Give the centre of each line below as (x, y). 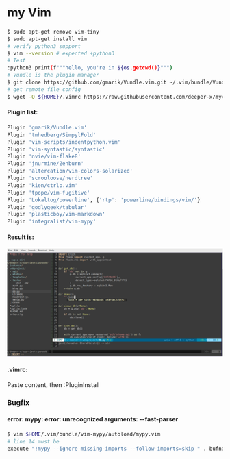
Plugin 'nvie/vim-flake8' (44, 157)
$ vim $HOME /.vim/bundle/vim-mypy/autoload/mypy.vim (84, 434)
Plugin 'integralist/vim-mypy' (52, 222)
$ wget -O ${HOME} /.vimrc (44, 97)
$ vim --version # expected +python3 (61, 53)
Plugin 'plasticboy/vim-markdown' (56, 214)
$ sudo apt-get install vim (47, 39)
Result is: (21, 237)
